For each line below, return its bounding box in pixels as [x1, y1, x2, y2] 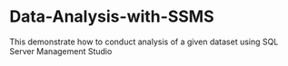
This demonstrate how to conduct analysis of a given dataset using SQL [9, 36, 279, 47]
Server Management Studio [9, 45, 113, 56]
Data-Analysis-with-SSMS [9, 6, 214, 27]
